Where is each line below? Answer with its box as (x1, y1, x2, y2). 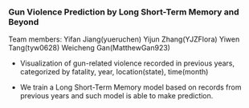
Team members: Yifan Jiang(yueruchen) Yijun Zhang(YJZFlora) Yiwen (8, 34, 240, 44)
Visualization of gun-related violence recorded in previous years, (19, 58, 235, 68)
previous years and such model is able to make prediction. (19, 91, 214, 101)
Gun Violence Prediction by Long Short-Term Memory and (8, 6, 239, 18)
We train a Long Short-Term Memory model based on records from (19, 82, 242, 92)
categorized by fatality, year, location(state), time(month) (19, 67, 209, 77)
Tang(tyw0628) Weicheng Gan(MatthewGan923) (8, 43, 171, 53)
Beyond (8, 16, 39, 27)
